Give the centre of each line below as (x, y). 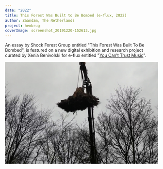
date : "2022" (18, 10)
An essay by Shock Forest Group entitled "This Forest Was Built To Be (75, 45)
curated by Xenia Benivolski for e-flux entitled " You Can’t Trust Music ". (76, 55)
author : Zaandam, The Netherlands (40, 20)
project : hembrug (23, 26)
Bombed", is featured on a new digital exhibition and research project (74, 50)
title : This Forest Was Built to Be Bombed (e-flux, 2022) (66, 15)
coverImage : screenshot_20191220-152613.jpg (51, 31)
